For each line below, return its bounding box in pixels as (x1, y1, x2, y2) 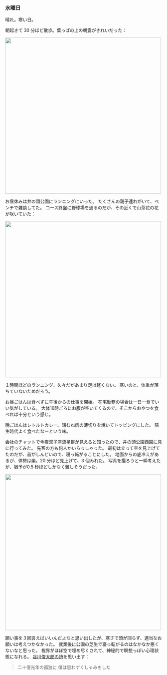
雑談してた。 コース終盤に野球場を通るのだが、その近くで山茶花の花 (18, 205, 159, 211)
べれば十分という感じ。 (5, 411, 53, 418)
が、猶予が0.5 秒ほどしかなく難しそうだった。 (5, 464, 101, 470)
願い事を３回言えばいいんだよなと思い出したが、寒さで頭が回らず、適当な (5, 635, 158, 641)
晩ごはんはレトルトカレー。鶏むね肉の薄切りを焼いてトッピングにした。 (5, 422, 154, 428)
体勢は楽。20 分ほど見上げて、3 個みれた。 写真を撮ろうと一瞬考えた (18, 458, 161, 464)
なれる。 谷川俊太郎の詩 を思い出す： (13, 654, 90, 660)
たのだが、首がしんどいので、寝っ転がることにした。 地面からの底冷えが (5, 451, 155, 458)
